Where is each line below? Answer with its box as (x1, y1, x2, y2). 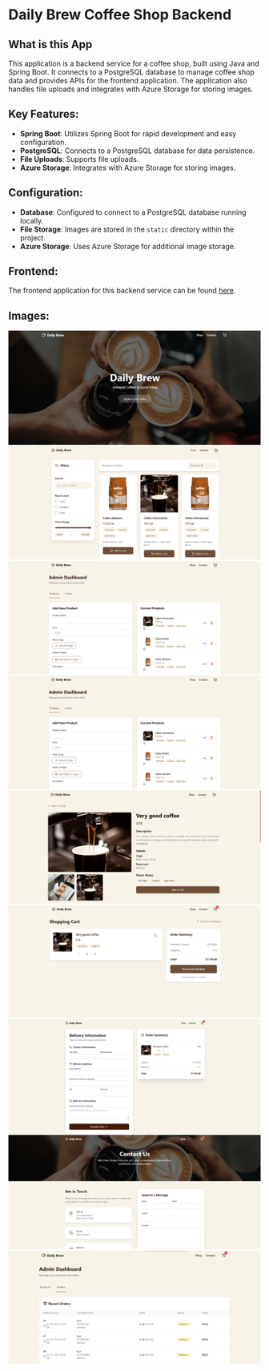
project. (19, 232, 46, 242)
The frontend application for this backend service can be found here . (8, 286, 236, 296)
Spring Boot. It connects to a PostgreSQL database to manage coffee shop (8, 67, 255, 77)
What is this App (8, 38, 93, 51)
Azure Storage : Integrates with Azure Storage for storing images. (19, 163, 236, 172)
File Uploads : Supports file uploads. (19, 154, 139, 163)
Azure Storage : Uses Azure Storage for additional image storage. (19, 241, 236, 251)
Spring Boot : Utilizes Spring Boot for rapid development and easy (19, 128, 237, 138)
